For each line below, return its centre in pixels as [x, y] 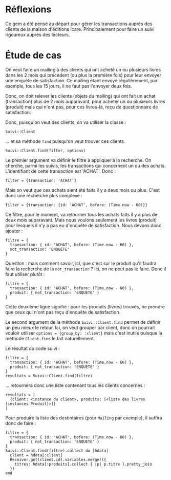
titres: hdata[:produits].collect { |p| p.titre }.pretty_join [83, 464]
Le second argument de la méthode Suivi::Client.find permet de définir [83, 322]
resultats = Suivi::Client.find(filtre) [49, 376]
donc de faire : [21, 423]
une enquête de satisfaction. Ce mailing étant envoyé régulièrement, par [81, 80]
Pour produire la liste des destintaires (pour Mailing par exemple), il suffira [84, 418]
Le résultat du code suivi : [33, 348]
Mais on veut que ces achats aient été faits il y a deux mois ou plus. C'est [83, 190]
